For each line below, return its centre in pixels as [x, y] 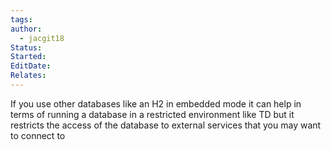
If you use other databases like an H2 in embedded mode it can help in [156, 103]
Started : [28, 57]
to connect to [38, 135]
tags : [21, 19]
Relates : [28, 76]
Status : [26, 47]
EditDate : [31, 66]
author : [26, 29]
